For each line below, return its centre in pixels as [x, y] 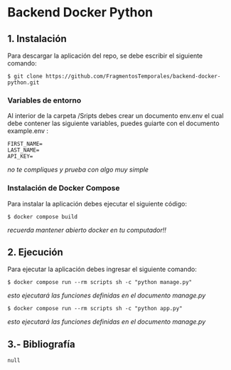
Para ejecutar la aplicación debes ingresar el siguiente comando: [102, 269]
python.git [23, 83]
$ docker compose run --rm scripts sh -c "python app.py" [95, 309]
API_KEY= [20, 157]
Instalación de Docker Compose [64, 188]
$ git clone [25, 76]
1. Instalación [37, 39]
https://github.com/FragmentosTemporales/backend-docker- [133, 76]
